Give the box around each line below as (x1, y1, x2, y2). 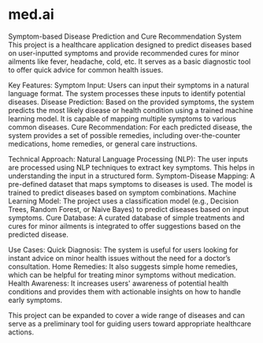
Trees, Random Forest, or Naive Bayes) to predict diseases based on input (8, 204, 250, 214)
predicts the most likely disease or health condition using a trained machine (8, 105, 254, 115)
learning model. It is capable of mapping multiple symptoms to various (8, 114, 237, 123)
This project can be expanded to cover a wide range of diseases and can (8, 310, 246, 320)
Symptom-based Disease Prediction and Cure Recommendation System (8, 32, 242, 41)
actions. (8, 327, 34, 337)
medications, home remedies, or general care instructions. (8, 139, 198, 148)
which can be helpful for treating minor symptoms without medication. (8, 270, 236, 279)
